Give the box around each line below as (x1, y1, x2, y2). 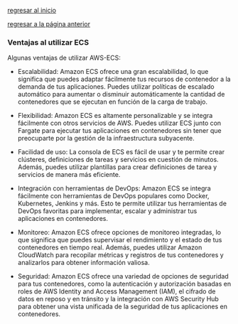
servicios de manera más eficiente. (17, 171, 121, 179)
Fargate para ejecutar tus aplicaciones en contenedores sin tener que (17, 126, 222, 135)
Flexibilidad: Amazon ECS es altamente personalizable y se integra (17, 112, 213, 120)
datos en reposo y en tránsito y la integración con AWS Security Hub (17, 295, 219, 303)
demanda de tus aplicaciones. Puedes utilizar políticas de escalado (17, 82, 215, 91)
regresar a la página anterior (7, 20, 91, 28)
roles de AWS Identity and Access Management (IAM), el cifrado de (17, 287, 216, 296)
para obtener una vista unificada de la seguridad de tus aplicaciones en (17, 302, 228, 311)
